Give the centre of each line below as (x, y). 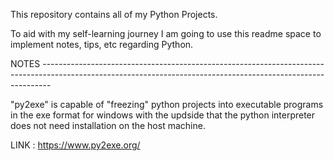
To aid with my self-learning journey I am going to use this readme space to (166, 33)
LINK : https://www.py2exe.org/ (75, 145)
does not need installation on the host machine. (108, 125)
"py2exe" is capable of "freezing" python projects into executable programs (167, 104)
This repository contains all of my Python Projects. (114, 14)
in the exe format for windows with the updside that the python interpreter (163, 115)
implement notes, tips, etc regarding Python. (102, 44)
